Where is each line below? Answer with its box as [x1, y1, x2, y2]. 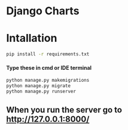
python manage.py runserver [6, 88, 77, 94]
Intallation [6, 32, 57, 45]
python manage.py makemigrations [6, 78, 90, 83]
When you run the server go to [6, 105, 123, 115]
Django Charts [6, 4, 80, 18]
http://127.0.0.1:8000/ [6, 114, 90, 125]
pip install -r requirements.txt [6, 51, 90, 57]
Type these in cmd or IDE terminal [6, 64, 92, 71]
